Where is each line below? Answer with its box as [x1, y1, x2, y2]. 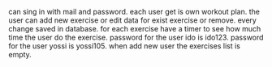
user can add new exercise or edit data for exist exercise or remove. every [8, 15, 257, 25]
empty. [8, 50, 32, 59]
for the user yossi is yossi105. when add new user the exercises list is [8, 41, 241, 51]
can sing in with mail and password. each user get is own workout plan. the [8, 7, 260, 16]
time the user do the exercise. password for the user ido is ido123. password [8, 32, 264, 42]
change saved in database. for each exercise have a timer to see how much [8, 24, 261, 33]
